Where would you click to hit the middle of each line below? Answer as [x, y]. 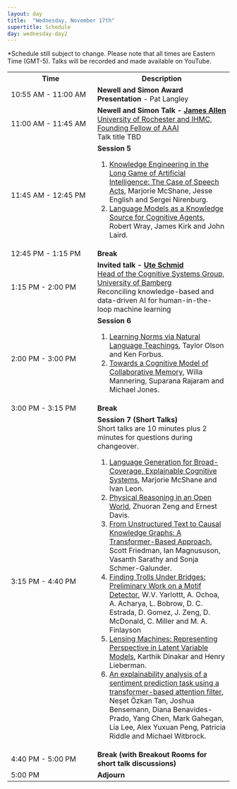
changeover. [118, 446]
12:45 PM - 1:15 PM [46, 254]
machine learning [142, 310]
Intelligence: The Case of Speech [164, 182]
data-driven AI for [127, 300]
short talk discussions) [137, 764]
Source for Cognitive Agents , [157, 218]
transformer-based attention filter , [166, 692]
